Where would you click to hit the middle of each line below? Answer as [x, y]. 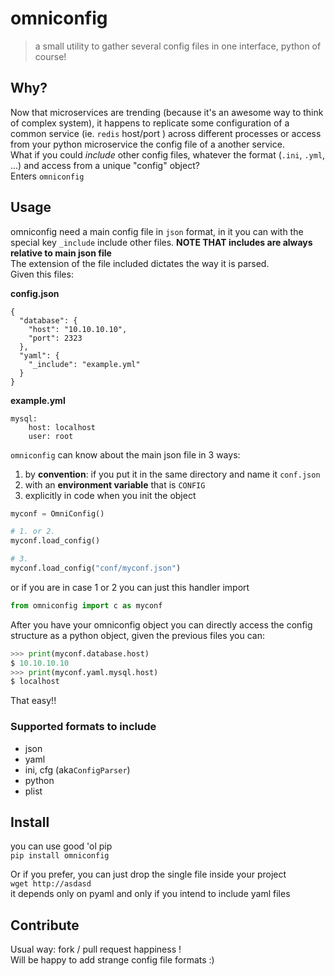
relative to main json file [61, 253]
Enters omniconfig [47, 176]
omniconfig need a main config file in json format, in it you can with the [157, 231]
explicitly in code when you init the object [110, 495]
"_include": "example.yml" [84, 364]
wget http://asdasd [51, 884]
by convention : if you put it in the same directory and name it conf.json [172, 474]
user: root [51, 436]
